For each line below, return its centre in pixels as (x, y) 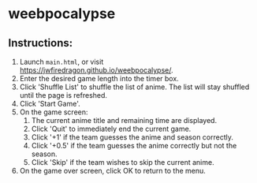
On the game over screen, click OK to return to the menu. (113, 171)
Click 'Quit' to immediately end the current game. (111, 129)
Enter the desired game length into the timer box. (99, 78)
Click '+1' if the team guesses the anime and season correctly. (132, 137)
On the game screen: (54, 112)
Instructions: (41, 43)
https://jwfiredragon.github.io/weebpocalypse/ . (96, 70)
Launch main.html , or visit (61, 62)
